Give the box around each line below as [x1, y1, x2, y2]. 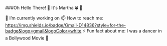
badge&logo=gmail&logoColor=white [5, 28, 82, 33]
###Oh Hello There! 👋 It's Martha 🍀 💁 [5, 5, 83, 10]
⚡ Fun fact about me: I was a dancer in [82, 28, 162, 33]
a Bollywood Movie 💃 [5, 35, 49, 41]
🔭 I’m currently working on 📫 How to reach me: [5, 15, 104, 21]
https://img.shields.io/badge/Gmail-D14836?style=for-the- [5, 22, 126, 28]
